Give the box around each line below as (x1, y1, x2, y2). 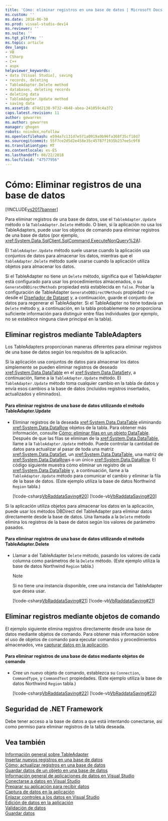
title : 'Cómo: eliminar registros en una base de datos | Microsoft (5, 7, 151, 13)
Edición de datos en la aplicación (5, 799, 74, 806)
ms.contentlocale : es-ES (5, 148, 57, 153)
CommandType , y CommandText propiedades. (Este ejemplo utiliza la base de (12, 675, 162, 681)
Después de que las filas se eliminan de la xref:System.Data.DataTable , (12, 435, 159, 441)
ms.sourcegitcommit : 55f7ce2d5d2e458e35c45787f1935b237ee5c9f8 (5, 139, 140, 144)
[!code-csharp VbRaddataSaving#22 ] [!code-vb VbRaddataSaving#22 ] (12, 690, 157, 696)
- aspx (5, 63, 19, 69)
